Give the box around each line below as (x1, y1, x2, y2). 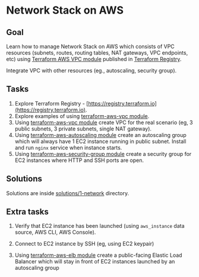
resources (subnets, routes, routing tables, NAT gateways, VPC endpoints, (6, 49, 188, 56)
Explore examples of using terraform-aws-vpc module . (14, 112, 150, 119)
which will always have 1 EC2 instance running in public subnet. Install (14, 138, 187, 145)
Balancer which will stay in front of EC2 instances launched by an (14, 258, 175, 265)
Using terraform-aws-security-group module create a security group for (14, 150, 192, 157)
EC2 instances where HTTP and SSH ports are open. (14, 157, 144, 164)
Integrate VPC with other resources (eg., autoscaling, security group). (6, 67, 177, 74)
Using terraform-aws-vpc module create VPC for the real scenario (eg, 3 (14, 119, 193, 126)
